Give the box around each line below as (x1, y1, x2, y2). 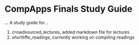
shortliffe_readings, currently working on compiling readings (11, 34, 135, 40)
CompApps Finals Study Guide (4, 3, 133, 15)
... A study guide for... (4, 20, 48, 25)
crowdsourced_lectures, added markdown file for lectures (11, 29, 130, 35)
